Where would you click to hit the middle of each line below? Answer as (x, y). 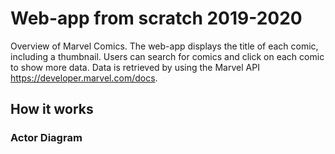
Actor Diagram (46, 138)
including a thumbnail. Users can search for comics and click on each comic (167, 56)
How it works (52, 109)
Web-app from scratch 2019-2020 (156, 18)
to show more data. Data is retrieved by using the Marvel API (135, 67)
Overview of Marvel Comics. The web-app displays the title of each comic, (164, 46)
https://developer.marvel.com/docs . (84, 78)
